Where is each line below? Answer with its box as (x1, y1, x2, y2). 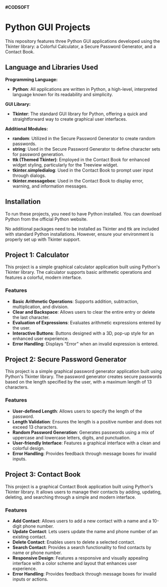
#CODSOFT (5, 4, 30, 10)
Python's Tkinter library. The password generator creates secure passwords (5, 374, 162, 380)
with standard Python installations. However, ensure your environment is (5, 231, 154, 237)
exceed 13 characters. (12, 424, 58, 430)
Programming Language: (5, 76, 58, 82)
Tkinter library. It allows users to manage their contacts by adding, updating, (5, 489, 162, 495)
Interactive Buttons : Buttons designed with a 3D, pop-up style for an (12, 330, 155, 336)
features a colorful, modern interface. (5, 274, 82, 281)
